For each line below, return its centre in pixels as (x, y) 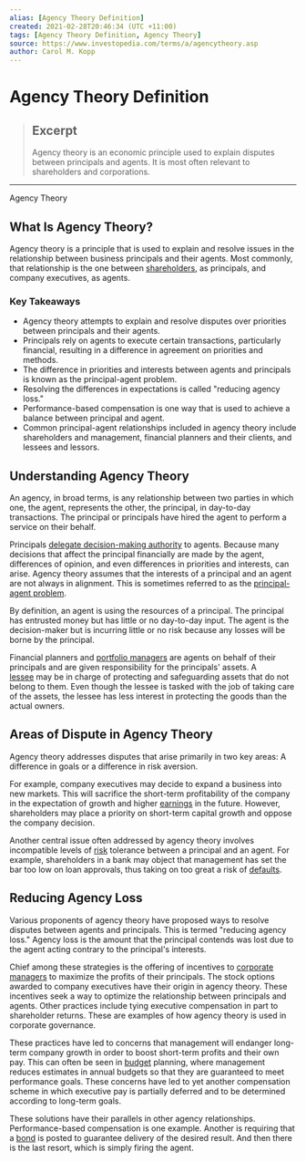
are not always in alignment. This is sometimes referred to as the (131, 584)
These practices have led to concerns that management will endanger (141, 1043)
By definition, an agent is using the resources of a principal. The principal (147, 611)
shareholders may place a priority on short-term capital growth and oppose (151, 813)
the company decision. (52, 823)
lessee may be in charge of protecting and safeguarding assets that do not (149, 677)
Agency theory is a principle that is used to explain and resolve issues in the (152, 248)
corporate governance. (53, 1025)
